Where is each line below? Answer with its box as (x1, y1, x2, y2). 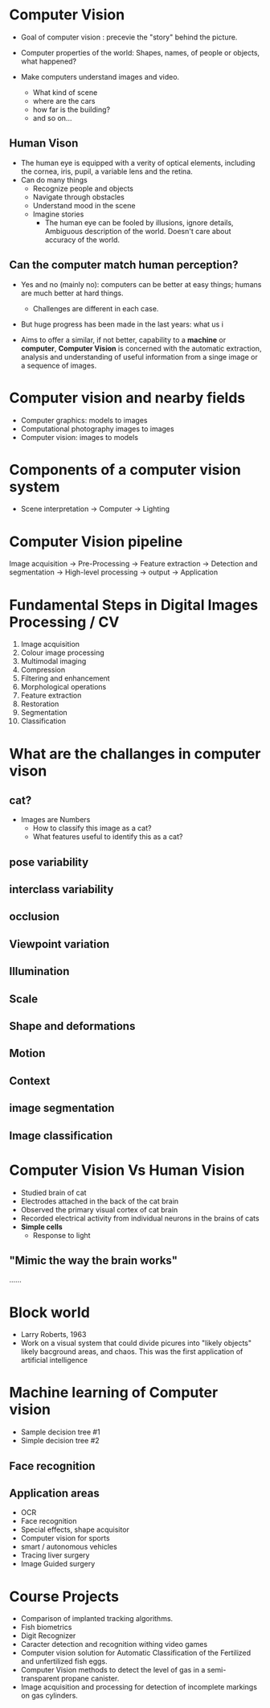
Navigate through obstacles (32, 191, 125, 202)
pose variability (9, 855, 89, 869)
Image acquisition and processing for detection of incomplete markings (20, 1682, 258, 1692)
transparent (20, 1673, 59, 1683)
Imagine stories (32, 209, 84, 219)
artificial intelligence (20, 1356, 88, 1365)
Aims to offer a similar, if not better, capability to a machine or (20, 335, 227, 344)
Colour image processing (20, 648, 105, 657)
